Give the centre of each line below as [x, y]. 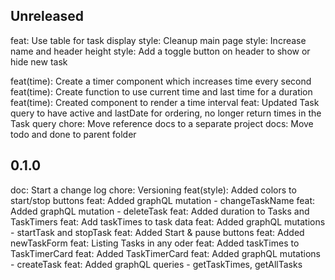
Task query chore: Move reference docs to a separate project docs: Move [162, 123]
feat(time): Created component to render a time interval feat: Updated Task [165, 102]
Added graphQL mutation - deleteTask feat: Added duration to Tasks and [160, 211]
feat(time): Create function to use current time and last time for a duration [161, 91]
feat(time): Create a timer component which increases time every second [161, 81]
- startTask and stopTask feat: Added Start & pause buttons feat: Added [157, 232]
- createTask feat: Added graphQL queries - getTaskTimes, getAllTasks [156, 264]
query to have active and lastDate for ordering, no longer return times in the [166, 113]
